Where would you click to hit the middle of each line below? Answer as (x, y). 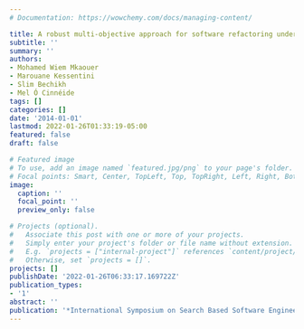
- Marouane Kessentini (52, 76)
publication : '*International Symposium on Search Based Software (137, 310)
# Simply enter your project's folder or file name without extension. (152, 243)
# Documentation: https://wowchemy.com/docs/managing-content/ (131, 18)
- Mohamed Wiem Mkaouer (54, 68)
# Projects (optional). (54, 227)
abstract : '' (34, 302)
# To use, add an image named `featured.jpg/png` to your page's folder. (152, 168)
